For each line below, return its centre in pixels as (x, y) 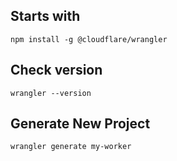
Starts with (45, 16)
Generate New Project (80, 124)
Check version (56, 70)
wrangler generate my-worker (71, 147)
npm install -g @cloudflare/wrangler (89, 39)
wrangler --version (51, 93)
